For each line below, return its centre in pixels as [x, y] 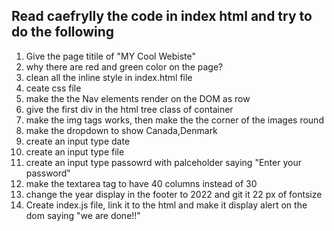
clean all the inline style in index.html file [109, 77]
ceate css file [53, 88]
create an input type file [75, 151]
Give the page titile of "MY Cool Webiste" [110, 56]
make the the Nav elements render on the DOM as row [138, 98]
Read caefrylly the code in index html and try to [162, 16]
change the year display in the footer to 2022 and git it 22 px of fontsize [174, 194]
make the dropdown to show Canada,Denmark [121, 130]
